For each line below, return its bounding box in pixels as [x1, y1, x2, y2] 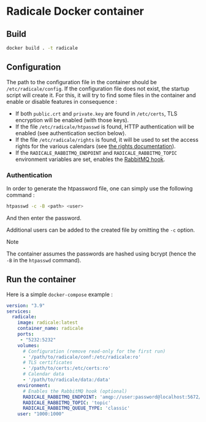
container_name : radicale [17, 326, 84, 332]
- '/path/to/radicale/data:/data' [22, 377, 112, 383]
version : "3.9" [6, 302, 45, 308]
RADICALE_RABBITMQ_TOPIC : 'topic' [22, 399, 112, 406]
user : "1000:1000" [17, 411, 64, 417]
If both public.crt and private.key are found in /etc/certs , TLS [15, 109, 178, 117]
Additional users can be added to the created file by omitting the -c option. [6, 226, 195, 233]
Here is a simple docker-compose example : [6, 291, 113, 298]
